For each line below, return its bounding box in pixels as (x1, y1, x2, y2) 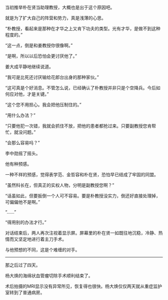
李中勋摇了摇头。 (5, 150, 40, 156)
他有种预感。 (5, 161, 31, 167)
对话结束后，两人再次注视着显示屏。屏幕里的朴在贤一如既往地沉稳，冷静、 (5, 230, 158, 236)
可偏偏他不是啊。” (5, 199, 40, 205)
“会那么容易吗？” (5, 140, 40, 146)
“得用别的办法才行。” (5, 219, 46, 225)
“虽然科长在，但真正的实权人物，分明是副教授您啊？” (5, 182, 114, 188)
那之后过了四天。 (5, 262, 40, 268)
